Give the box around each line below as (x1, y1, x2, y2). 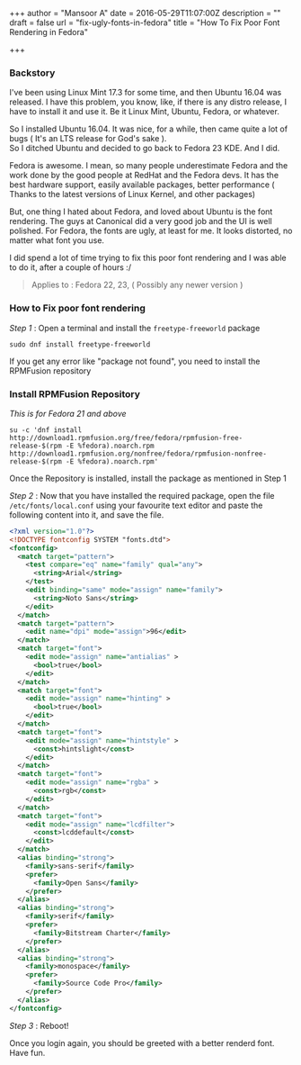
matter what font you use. (9, 235, 105, 246)
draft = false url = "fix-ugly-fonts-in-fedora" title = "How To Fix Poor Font (9, 17, 280, 28)
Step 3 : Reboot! (9, 1020, 69, 1031)
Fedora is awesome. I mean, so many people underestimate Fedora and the (9, 160, 288, 171)
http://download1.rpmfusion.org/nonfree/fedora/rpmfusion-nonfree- (9, 449, 268, 458)
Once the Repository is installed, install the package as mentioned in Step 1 (9, 473, 288, 483)
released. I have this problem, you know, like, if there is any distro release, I (9, 96, 288, 107)
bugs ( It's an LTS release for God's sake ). (9, 133, 167, 144)
